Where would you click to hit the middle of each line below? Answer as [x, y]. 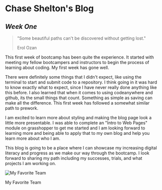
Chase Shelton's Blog [50, 9]
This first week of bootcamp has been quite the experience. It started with [80, 57]
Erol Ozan [27, 48]
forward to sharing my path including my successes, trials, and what [74, 158]
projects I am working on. [30, 163]
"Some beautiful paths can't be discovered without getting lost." [81, 38]
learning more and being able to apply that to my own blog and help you [77, 133]
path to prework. [22, 108]
